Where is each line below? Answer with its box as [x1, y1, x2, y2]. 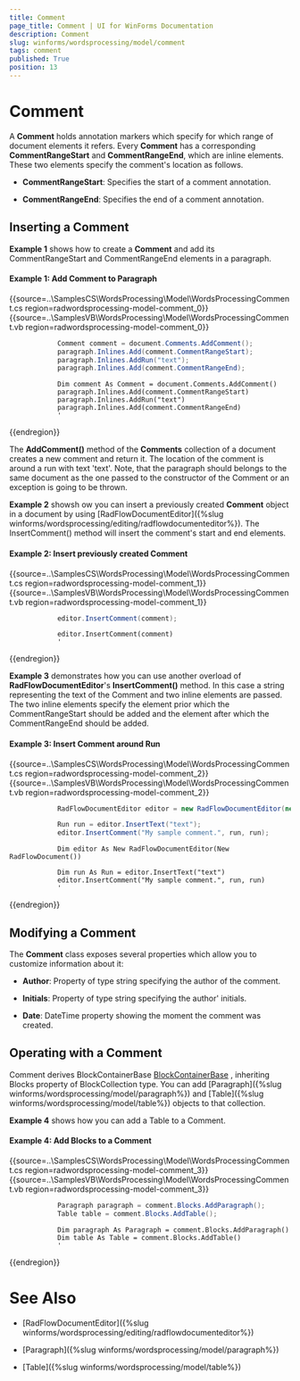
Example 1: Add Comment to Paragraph [9, 273, 158, 284]
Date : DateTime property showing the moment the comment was [21, 1011, 262, 1021]
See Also [9, 1288, 77, 1308]
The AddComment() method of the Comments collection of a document [9, 444, 277, 455]
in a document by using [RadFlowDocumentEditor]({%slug [9, 509, 224, 520]
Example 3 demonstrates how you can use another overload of [9, 670, 242, 681]
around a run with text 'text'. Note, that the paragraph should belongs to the [9, 463, 287, 474]
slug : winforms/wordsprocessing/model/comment [9, 37, 186, 47]
